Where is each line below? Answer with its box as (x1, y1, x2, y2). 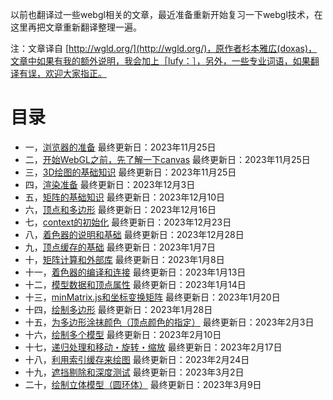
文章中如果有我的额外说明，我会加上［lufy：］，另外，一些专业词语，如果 (10, 55, 311, 67)
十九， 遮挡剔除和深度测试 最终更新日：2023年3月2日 (24, 366, 245, 378)
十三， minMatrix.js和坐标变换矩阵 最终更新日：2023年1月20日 (24, 291, 281, 303)
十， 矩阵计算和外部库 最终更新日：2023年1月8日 (24, 253, 225, 265)
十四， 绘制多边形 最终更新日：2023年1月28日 (24, 303, 213, 315)
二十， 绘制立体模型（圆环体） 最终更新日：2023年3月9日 (24, 378, 262, 390)
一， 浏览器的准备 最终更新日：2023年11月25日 (24, 141, 217, 153)
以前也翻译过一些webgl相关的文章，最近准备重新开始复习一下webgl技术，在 (10, 9, 323, 20)
